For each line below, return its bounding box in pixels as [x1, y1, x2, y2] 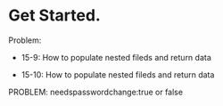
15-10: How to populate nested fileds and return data [21, 69, 215, 80]
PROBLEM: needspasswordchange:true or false [8, 86, 184, 97]
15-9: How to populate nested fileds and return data [21, 52, 211, 62]
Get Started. [8, 5, 102, 26]
